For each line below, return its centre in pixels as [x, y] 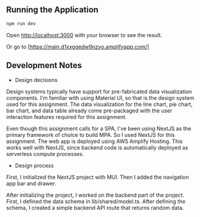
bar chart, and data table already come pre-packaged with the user [89, 111]
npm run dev [21, 23]
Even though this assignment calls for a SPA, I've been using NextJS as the [99, 129]
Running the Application [52, 10]
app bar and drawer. [31, 183]
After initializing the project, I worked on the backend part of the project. [95, 195]
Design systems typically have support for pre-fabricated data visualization [99, 91]
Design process [34, 165]
